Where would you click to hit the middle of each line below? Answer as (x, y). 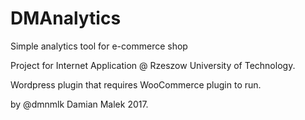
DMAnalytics (66, 18)
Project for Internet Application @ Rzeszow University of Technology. (153, 65)
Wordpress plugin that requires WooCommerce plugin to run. (136, 84)
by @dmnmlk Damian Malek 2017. (79, 104)
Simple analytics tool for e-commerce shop (99, 46)
